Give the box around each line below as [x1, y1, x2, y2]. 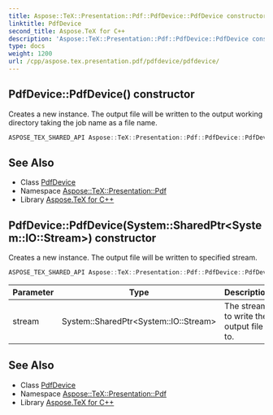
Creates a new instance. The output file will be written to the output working [8, 109, 263, 119]
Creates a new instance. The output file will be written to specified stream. [8, 253, 258, 263]
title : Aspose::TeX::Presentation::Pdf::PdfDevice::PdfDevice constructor [8, 11, 267, 20]
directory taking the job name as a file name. [8, 117, 158, 127]
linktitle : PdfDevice [8, 20, 82, 28]
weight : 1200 [8, 50, 53, 58]
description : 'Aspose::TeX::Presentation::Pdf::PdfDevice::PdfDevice [8, 34, 249, 43]
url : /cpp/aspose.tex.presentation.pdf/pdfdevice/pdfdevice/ [8, 58, 220, 66]
